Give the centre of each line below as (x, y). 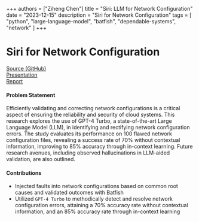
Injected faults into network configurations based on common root (96, 186)
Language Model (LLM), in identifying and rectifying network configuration (98, 128)
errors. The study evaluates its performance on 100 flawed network (89, 134)
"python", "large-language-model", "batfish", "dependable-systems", (91, 21)
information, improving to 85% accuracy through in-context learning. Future (99, 147)
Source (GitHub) (26, 68)
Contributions (24, 172)
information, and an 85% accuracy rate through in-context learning (97, 211)
